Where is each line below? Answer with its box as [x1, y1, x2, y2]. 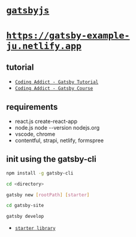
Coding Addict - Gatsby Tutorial [14, 79, 99, 85]
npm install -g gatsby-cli [6, 170, 74, 176]
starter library [14, 226, 56, 232]
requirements [6, 101, 58, 112]
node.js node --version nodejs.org [14, 124, 100, 131]
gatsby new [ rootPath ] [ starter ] [6, 191, 90, 198]
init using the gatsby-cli [6, 154, 97, 164]
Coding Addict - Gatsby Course [14, 86, 93, 92]
